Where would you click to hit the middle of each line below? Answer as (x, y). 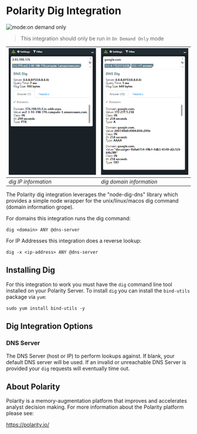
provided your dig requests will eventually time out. (68, 368)
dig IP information (30, 181)
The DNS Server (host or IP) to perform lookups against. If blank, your (90, 356)
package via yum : (26, 297)
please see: (20, 413)
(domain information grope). (40, 207)
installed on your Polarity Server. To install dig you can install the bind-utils (98, 290)
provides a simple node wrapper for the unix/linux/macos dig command (92, 201)
